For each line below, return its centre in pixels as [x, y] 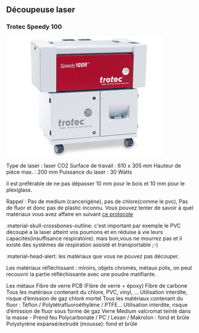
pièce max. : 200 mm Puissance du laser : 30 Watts [69, 172]
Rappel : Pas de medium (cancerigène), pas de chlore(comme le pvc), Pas [97, 201]
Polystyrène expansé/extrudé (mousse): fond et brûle [72, 323]
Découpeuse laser [41, 10]
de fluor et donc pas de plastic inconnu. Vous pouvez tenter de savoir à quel [100, 208]
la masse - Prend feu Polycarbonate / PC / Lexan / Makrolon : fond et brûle [98, 317]
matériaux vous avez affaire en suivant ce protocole [70, 214]
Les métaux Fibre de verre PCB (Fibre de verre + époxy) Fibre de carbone [97, 285]
